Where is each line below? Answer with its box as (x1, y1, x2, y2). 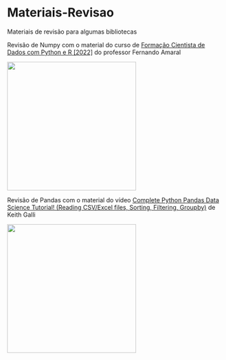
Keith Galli (7, 211, 36, 219)
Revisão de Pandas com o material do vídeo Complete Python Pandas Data (7, 195, 220, 204)
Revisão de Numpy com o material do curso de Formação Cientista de (7, 40, 205, 49)
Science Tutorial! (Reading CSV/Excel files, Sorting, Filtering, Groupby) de (7, 203, 216, 211)
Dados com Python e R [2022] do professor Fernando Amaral (7, 48, 181, 56)
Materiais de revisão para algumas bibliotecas (7, 27, 137, 36)
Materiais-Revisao (7, 5, 115, 21)
